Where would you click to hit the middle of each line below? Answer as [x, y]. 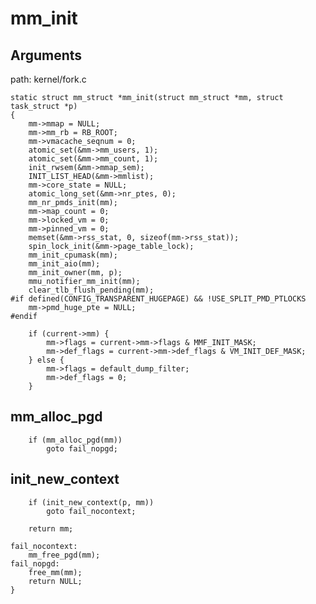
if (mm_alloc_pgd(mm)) [75, 440]
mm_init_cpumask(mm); [73, 255]
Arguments [46, 55]
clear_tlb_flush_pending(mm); [91, 290]
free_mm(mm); [55, 572]
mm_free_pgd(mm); [64, 555]
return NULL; [55, 581]
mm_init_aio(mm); [64, 264]
